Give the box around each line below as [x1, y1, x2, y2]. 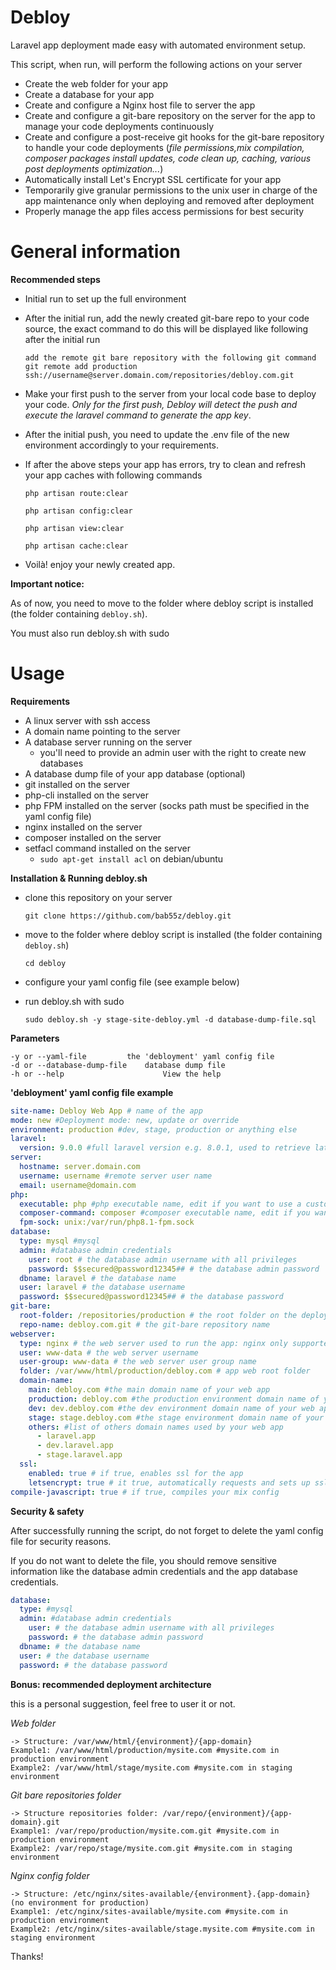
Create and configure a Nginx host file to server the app [24, 99, 256, 111]
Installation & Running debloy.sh [10, 872, 148, 884]
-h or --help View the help [10, 1069, 222, 1079]
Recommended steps [10, 273, 101, 285]
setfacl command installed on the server [24, 842, 191, 854]
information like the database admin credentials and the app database [10, 1565, 298, 1577]
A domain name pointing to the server [24, 725, 181, 737]
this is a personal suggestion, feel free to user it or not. [10, 1697, 236, 1710]
